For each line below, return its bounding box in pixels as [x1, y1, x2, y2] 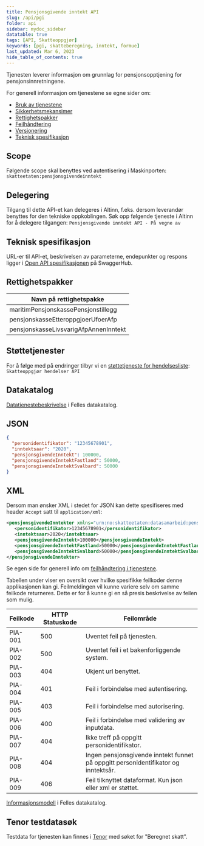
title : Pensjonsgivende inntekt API [6, 9, 99, 15]
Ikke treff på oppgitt [85, 733, 142, 742]
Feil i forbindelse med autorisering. [85, 702, 185, 711]
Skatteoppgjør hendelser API [6, 368, 80, 374]
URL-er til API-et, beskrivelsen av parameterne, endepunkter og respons [6, 253, 188, 260]
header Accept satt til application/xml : [6, 508, 103, 516]
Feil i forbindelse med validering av [85, 716, 185, 724]
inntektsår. [85, 766, 116, 775]
